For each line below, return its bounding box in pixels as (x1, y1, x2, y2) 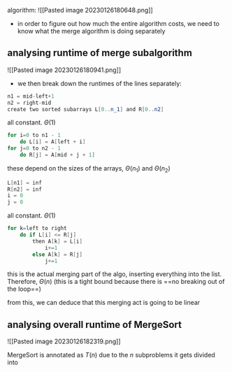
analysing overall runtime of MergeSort (7, 318, 182, 331)
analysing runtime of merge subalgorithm (7, 47, 192, 59)
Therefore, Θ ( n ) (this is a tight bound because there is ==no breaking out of (7, 278, 225, 286)
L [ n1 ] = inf (7, 179, 42, 186)
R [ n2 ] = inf (7, 185, 42, 193)
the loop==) (7, 285, 42, 293)
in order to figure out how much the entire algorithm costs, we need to (17, 20, 220, 27)
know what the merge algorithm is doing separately (17, 27, 166, 35)
